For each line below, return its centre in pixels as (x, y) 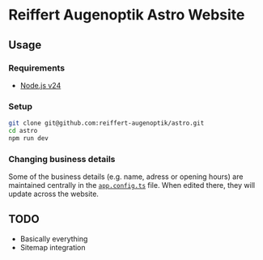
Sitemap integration (53, 247)
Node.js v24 (40, 85)
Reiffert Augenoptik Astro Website (127, 15)
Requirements (37, 68)
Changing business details (62, 159)
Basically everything (54, 239)
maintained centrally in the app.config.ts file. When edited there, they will (132, 185)
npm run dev (28, 138)
